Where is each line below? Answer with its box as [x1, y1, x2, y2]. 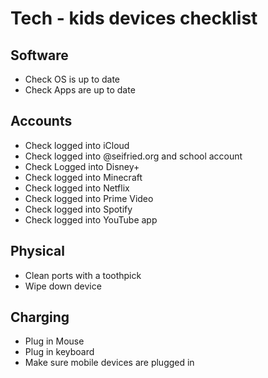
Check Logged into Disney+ [24, 160, 140, 172]
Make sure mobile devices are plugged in [24, 357, 195, 369]
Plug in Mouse [24, 335, 85, 347]
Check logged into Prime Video [24, 192, 154, 204]
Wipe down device [24, 280, 102, 292]
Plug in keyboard [24, 346, 95, 358]
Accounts [10, 113, 73, 130]
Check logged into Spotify [24, 203, 133, 215]
